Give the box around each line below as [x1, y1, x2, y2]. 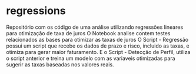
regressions [6, 4, 66, 18]
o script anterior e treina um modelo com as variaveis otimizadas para [6, 55, 175, 62]
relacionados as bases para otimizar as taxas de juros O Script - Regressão [6, 36, 189, 43]
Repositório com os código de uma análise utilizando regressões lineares [6, 23, 184, 31]
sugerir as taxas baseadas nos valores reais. [6, 60, 114, 68]
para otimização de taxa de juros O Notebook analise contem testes [6, 29, 171, 36]
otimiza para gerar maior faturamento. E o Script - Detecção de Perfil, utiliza [6, 48, 191, 55]
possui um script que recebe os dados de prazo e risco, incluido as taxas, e [6, 42, 190, 49]
